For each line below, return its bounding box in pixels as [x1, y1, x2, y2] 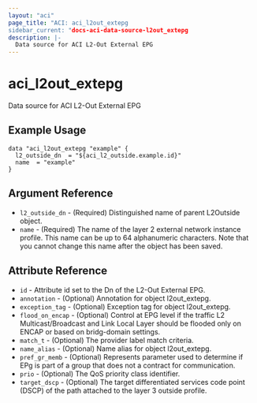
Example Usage [8, 124, 87, 137]
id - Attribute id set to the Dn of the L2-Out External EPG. [19, 285, 206, 294]
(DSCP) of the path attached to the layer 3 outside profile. [19, 386, 207, 395]
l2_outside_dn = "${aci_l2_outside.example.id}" [15, 151, 181, 159]
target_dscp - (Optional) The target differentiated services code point [19, 377, 246, 386]
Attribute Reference [8, 264, 108, 278]
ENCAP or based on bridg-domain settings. [19, 327, 161, 336]
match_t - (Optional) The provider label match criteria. [19, 335, 195, 345]
